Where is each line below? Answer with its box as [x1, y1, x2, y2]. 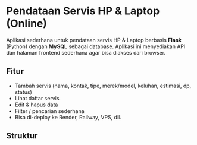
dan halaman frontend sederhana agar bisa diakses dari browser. [6, 49, 166, 56]
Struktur [6, 131, 38, 141]
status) [14, 88, 33, 96]
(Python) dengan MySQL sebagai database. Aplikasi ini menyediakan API [6, 43, 186, 50]
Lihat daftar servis [14, 94, 60, 102]
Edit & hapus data [14, 101, 58, 108]
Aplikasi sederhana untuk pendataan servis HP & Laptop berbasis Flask [6, 36, 182, 43]
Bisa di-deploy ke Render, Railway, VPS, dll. [14, 114, 122, 121]
